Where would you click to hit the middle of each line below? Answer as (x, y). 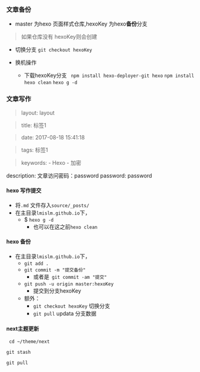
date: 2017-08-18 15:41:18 (53, 137)
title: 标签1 (34, 125)
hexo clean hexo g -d (50, 83)
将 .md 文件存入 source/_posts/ (52, 205)
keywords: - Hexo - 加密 (51, 162)
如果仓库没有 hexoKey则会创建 (59, 37)
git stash (19, 353)
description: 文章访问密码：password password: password (79, 175)
